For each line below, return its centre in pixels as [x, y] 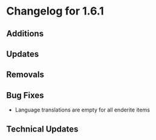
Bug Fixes [25, 95]
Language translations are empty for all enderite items [82, 110]
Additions [25, 34]
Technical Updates [42, 129]
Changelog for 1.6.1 [55, 11]
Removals [25, 75]
